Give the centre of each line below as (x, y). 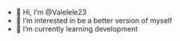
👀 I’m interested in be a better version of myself (94, 20)
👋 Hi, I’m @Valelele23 (51, 12)
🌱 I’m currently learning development (77, 29)
